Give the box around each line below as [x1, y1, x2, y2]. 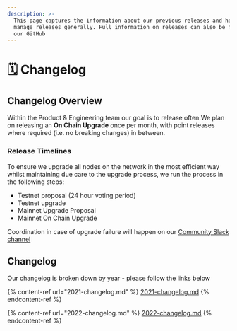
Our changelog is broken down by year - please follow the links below [7, 274, 210, 283]
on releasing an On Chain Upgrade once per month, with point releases [7, 121, 215, 129]
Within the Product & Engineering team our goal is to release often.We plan [7, 114, 225, 122]
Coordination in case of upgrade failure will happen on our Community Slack [7, 227, 229, 236]
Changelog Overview [7, 95, 102, 107]
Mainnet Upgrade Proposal [17, 206, 97, 214]
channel [7, 235, 31, 243]
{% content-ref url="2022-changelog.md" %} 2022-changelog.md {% [7, 309, 212, 318]
